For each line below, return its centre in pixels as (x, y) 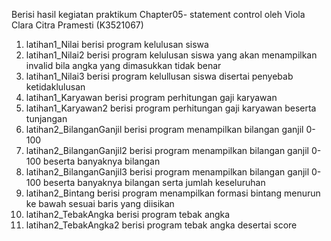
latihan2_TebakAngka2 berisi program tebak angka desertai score (161, 225)
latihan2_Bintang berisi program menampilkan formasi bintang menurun (173, 193)
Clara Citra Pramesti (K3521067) (77, 25)
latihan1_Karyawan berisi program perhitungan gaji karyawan (151, 97)
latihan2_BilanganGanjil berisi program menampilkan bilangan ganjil (164, 129)
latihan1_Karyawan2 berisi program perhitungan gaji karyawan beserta (171, 108)
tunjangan (46, 118)
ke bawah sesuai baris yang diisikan (100, 203)
